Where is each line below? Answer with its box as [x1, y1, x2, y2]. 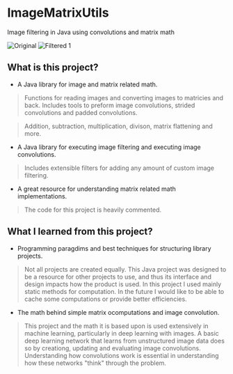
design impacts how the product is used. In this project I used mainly [24, 280, 222, 288]
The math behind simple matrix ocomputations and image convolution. [17, 308, 220, 316]
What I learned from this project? [7, 226, 153, 237]
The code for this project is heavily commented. [24, 205, 162, 214]
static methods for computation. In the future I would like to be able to [24, 287, 225, 295]
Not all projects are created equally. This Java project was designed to [24, 265, 227, 273]
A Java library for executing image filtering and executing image [17, 143, 202, 151]
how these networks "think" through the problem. [24, 359, 167, 367]
